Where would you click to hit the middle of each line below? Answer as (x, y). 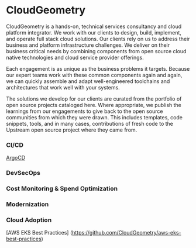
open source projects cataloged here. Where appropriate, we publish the (94, 105)
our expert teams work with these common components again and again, (94, 75)
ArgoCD (16, 158)
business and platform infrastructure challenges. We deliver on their (88, 45)
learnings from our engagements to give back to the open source (85, 111)
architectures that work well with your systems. (63, 87)
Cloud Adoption (29, 220)
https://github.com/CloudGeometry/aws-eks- (127, 233)
